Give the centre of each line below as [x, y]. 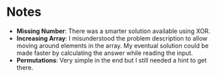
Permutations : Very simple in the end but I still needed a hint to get [112, 60]
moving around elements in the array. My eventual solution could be [112, 45]
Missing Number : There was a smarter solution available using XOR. [113, 31]
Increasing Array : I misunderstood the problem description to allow [112, 38]
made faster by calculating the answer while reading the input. [105, 53]
